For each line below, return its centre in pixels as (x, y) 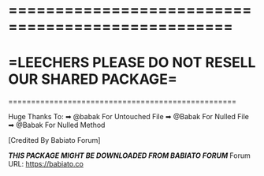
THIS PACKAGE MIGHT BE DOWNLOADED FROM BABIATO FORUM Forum (129, 155)
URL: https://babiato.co (46, 164)
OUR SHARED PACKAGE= (93, 79)
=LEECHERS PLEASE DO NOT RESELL (132, 63)
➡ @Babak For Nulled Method (57, 125)
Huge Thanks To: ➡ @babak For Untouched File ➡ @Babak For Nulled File (129, 117)
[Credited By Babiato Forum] (54, 140)
